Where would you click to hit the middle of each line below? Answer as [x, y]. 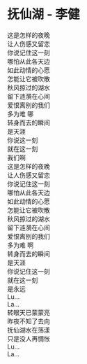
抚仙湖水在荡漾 [29, 330]
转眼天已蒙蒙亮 [29, 312]
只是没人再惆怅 [29, 338]
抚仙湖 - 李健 [43, 14]
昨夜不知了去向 [29, 321]
